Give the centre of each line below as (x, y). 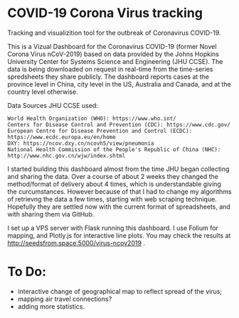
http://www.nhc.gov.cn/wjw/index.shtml (67, 155)
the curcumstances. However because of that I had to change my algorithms (119, 191)
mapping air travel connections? (65, 299)
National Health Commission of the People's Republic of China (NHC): (114, 149)
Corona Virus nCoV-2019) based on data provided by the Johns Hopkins (113, 54)
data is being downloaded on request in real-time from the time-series (110, 69)
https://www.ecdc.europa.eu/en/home (62, 137)
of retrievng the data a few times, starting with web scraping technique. (112, 199)
